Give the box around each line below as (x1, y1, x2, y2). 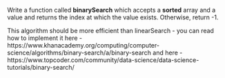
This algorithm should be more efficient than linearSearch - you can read (7, 27, 214, 35)
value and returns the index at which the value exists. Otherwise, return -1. (7, 13, 219, 21)
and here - (153, 48, 183, 57)
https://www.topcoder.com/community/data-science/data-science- (7, 56, 199, 64)
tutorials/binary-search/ (7, 64, 75, 71)
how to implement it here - (7, 34, 83, 42)
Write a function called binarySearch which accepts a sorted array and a (7, 6, 216, 14)
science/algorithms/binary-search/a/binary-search (7, 48, 152, 57)
